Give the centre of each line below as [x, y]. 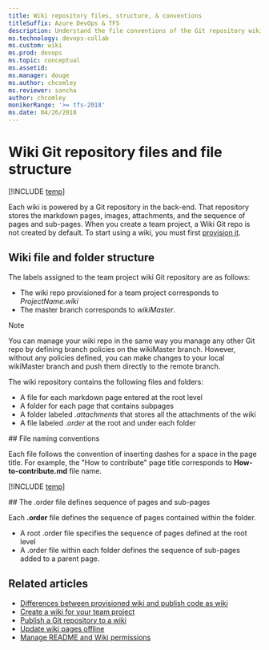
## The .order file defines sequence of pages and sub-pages [109, 502]
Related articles [48, 584]
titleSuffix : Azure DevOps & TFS [64, 23]
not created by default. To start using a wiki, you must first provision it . [125, 232]
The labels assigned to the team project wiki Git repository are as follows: [129, 277]
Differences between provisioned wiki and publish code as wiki [124, 603]
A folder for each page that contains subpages [97, 406]
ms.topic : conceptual [44, 61]
